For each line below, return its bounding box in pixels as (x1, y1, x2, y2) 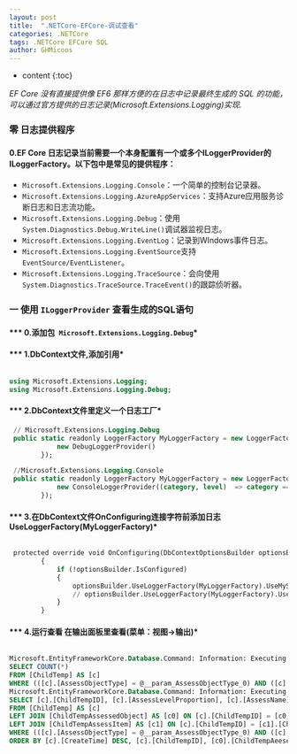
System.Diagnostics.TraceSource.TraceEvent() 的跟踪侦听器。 (21, 280, 247, 290)
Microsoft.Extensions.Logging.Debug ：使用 (21, 213, 181, 224)
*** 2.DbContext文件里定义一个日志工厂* (9, 405, 162, 416)
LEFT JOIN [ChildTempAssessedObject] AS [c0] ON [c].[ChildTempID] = (9, 712, 271, 721)
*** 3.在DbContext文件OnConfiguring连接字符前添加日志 (9, 511, 221, 522)
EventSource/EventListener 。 (21, 258, 130, 268)
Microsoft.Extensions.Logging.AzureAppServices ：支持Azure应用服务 (21, 191, 277, 202)
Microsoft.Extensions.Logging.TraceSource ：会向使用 (21, 268, 220, 279)
